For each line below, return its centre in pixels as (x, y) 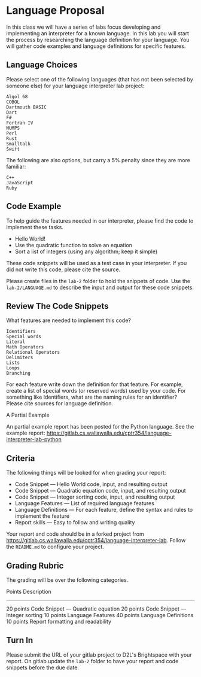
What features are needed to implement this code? (69, 320)
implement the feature (42, 516)
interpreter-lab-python (34, 439)
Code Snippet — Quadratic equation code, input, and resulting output (100, 491)
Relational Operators (33, 353)
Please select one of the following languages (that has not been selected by (100, 79)
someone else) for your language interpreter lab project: (75, 86)
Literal (16, 342)
